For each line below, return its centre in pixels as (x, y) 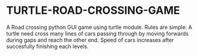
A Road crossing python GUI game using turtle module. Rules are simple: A (99, 27)
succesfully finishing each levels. (47, 46)
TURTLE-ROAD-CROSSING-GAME (93, 11)
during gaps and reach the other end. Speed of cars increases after (90, 40)
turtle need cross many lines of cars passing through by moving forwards (97, 33)
